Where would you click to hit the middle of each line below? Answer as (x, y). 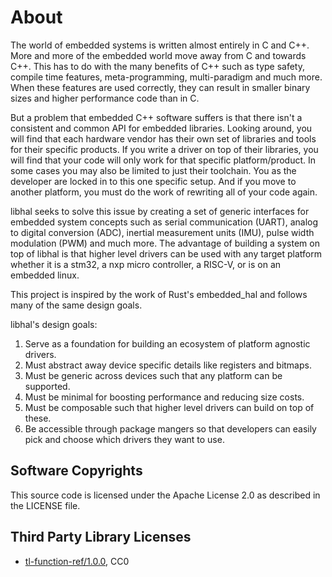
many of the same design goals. (76, 305)
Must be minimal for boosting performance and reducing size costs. (164, 397)
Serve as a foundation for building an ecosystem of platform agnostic (167, 343)
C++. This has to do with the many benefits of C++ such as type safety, (158, 66)
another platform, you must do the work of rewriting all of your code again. (164, 192)
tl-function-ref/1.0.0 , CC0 (77, 561)
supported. (47, 386)
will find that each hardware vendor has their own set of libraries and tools (163, 138)
